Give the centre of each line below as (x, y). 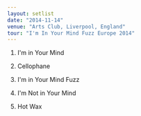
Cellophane (34, 66)
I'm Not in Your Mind (47, 93)
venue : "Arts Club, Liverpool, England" (67, 26)
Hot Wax (30, 107)
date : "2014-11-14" (35, 20)
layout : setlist (31, 14)
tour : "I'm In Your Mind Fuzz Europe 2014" (71, 33)
